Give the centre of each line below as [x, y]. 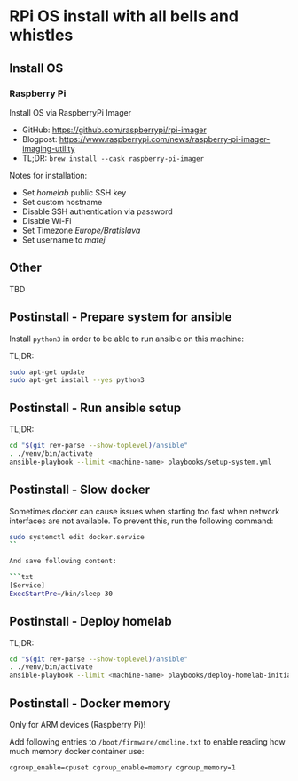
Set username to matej [63, 239]
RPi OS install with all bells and [124, 16]
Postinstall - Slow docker [80, 490]
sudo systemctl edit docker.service [77, 537]
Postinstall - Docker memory [90, 703]
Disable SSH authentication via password [97, 211]
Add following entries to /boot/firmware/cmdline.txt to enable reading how [147, 742]
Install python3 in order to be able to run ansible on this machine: [127, 339]
